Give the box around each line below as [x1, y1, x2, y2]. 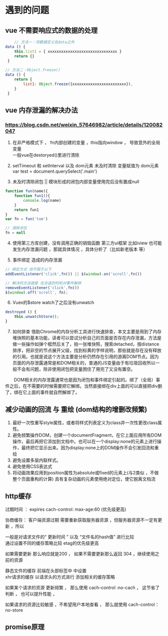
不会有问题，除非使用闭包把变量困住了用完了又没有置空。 [16, 366, 135, 372]
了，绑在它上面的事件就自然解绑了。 [5, 389, 80, 396]
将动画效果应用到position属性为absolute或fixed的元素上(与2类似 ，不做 [12, 469, 159, 476]
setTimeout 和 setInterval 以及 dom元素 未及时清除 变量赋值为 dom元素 [12, 163, 159, 169]
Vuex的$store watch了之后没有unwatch [12, 299, 94, 305]
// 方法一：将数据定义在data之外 [14, 40, 75, 45]
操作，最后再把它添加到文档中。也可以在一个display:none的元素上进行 [12, 438, 157, 444]
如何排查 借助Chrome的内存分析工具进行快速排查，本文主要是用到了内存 [12, 329, 162, 335]
